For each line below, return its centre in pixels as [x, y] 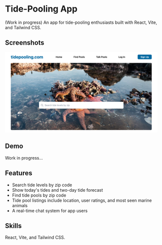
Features [19, 173]
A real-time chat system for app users [50, 211]
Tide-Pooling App [41, 9]
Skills [13, 226]
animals [20, 205]
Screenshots [25, 43]
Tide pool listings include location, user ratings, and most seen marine [82, 200]
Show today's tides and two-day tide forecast [57, 190]
